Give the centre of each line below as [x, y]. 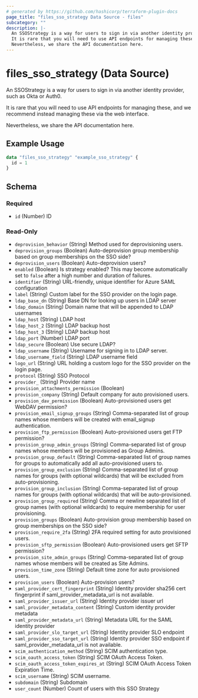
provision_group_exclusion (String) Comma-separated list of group [96, 469]
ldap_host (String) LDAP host [50, 319]
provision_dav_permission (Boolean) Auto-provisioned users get [93, 401]
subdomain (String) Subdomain [51, 682]
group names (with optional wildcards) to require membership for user [100, 507]
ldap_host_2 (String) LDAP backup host [62, 326]
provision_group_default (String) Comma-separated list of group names [103, 457]
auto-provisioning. [37, 482]
